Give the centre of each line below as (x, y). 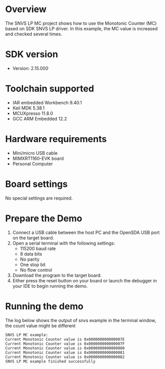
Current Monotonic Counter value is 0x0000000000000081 (65, 352)
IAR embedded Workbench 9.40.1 (47, 102)
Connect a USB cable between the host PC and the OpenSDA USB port (86, 232)
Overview (26, 9)
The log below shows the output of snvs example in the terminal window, (81, 320)
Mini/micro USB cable (35, 153)
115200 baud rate (38, 249)
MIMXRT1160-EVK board (38, 158)
